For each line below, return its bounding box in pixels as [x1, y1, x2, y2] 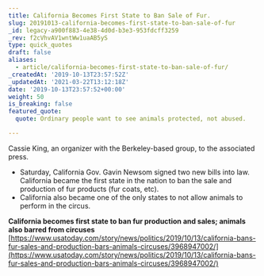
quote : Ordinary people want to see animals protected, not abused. [15, 115, 247, 123]
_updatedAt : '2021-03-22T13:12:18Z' [8, 78, 129, 86]
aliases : [8, 56, 37, 64]
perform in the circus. [19, 201, 91, 210]
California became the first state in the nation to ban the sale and [19, 175, 232, 185]
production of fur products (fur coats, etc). [19, 184, 159, 194]
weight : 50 [8, 93, 44, 101]
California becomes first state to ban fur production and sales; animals [8, 216, 246, 226]
